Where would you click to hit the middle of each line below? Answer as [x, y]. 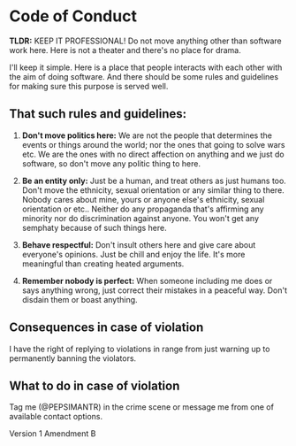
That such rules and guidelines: [98, 114]
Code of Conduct [73, 16]
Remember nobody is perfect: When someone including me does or [147, 281]
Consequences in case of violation [106, 328]
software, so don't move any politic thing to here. [111, 163]
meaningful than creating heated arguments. [103, 264]
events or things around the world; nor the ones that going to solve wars [153, 144]
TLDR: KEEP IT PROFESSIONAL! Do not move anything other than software [145, 41]
